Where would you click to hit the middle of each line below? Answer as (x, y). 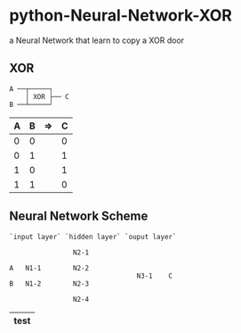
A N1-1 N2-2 (49, 268)
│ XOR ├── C (47, 96)
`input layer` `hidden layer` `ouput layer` (93, 237)
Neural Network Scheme (79, 216)
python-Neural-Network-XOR (121, 16)
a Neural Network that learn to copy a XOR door (97, 40)
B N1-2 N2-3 (49, 283)
